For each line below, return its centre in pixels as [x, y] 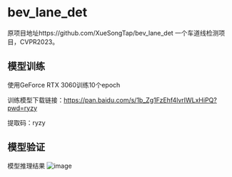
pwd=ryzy [22, 108]
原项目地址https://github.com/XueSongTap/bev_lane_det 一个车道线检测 [113, 33]
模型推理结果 [26, 166]
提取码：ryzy [26, 122]
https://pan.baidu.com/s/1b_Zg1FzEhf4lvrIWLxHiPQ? [141, 100]
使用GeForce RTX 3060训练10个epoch [64, 85]
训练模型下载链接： [36, 100]
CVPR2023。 [39, 42]
